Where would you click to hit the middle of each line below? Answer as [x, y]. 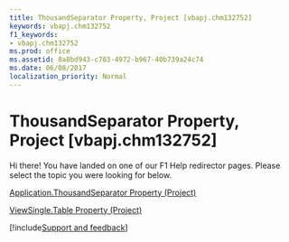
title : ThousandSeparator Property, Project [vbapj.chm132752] [131, 18]
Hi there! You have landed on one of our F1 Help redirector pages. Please [145, 165]
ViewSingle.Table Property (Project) [76, 209]
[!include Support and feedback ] [69, 228]
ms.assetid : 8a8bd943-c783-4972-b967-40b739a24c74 [107, 60]
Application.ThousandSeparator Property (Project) [103, 192]
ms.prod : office [40, 51]
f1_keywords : [34, 34]
